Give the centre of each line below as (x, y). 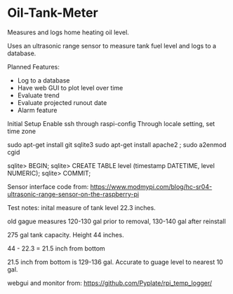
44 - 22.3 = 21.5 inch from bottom (56, 248)
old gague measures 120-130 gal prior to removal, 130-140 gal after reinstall (116, 221)
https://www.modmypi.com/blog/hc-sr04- (151, 186)
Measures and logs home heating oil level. (68, 32)
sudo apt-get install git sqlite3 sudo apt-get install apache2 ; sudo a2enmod (117, 144)
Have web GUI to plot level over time (70, 87)
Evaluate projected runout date (62, 102)
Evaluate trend (38, 95)
